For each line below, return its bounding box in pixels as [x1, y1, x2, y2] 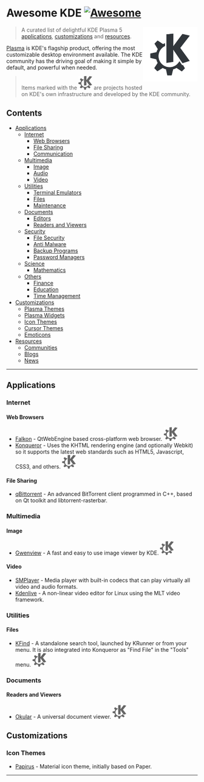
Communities [24, 344, 58, 351]
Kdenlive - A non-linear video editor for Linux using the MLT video [15, 589, 180, 597]
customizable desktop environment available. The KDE [6, 50, 143, 58]
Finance [33, 279, 53, 286]
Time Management [33, 292, 81, 299]
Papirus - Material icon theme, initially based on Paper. [15, 763, 152, 770]
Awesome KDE [6, 6, 82, 20]
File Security [33, 234, 65, 241]
